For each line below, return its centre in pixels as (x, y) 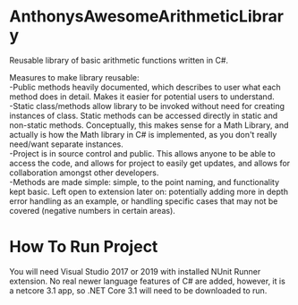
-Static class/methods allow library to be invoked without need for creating (147, 106)
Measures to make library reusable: (75, 77)
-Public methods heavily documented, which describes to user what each (145, 87)
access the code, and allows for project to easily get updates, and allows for (150, 163)
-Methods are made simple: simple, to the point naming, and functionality (145, 182)
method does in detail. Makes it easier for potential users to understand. (142, 97)
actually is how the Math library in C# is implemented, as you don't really (143, 134)
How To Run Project (84, 247)
